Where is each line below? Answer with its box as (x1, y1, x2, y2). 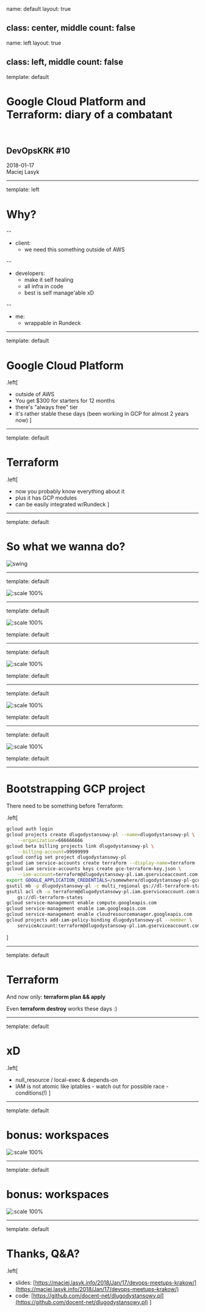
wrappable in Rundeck (24, 320, 81, 327)
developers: (15, 269, 46, 277)
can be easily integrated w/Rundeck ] (15, 501, 110, 508)
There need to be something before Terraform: (6, 802, 124, 810)
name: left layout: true (6, 39, 62, 47)
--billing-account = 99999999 (17, 849, 88, 855)
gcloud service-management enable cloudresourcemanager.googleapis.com (6, 912, 192, 918)
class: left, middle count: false (6, 57, 124, 67)
